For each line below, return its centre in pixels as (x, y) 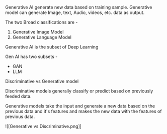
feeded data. (18, 96)
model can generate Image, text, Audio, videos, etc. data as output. (75, 12)
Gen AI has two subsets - (31, 56)
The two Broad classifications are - (41, 22)
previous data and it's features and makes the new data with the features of (83, 111)
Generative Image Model (38, 32)
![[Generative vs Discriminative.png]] (44, 126)
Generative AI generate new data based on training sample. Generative (79, 7)
